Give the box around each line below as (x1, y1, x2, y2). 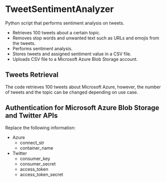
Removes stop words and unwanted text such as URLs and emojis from (12, 35, 159, 41)
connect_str (19, 140, 44, 146)
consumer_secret (19, 161, 56, 167)
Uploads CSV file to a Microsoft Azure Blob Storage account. (12, 56, 138, 62)
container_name (19, 145, 53, 151)
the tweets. (12, 40, 36, 46)
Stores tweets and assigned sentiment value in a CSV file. (12, 51, 131, 57)
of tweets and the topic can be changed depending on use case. (5, 89, 138, 95)
